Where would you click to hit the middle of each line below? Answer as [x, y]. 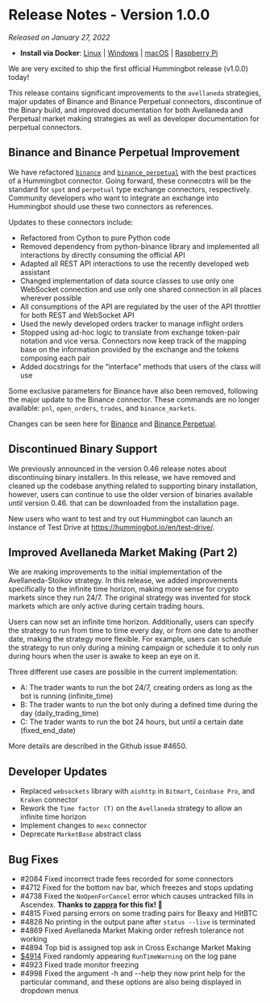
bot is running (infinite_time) [66, 696]
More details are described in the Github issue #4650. [98, 746]
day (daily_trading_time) [59, 714]
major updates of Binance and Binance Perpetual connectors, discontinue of [135, 101]
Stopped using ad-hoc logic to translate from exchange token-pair [130, 332]
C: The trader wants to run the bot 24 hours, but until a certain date [132, 722]
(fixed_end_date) [48, 731]
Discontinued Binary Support [83, 449]
